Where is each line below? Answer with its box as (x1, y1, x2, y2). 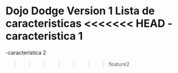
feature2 (109, 61, 130, 68)
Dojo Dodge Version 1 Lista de (5, 4, 155, 18)
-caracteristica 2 (5, 49, 46, 56)
